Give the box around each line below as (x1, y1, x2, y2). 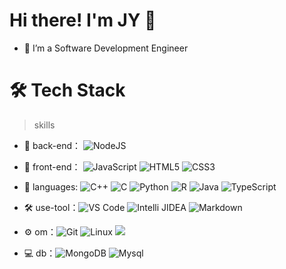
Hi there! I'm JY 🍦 (9, 9, 157, 32)
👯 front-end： (23, 160, 81, 173)
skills (33, 119, 56, 131)
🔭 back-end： (23, 139, 81, 151)
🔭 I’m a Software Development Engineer (23, 42, 189, 54)
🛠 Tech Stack (9, 79, 126, 102)
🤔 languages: (23, 180, 79, 193)
